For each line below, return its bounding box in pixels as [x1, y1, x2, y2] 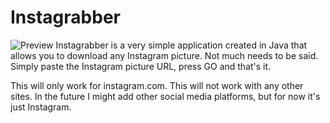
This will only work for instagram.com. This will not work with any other [10, 79, 304, 91]
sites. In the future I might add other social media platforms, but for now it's [10, 90, 321, 102]
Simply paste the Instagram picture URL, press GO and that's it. [10, 60, 272, 72]
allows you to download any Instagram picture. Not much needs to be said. [10, 49, 319, 61]
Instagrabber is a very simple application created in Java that [55, 39, 308, 51]
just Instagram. [10, 101, 72, 113]
